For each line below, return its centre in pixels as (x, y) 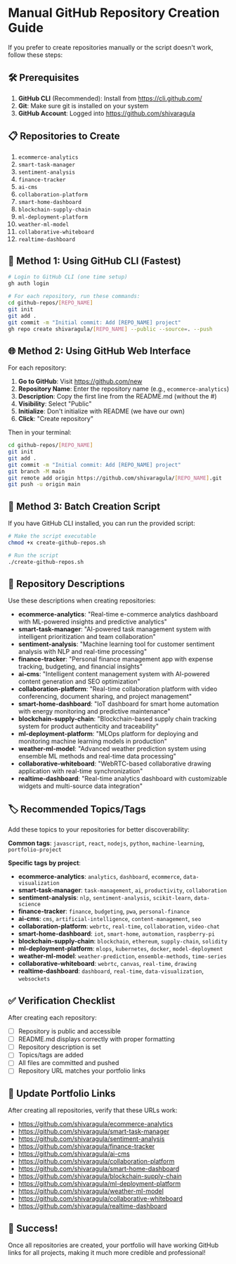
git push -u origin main (44, 484)
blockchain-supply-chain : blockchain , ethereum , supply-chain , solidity (123, 941)
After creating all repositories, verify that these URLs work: (93, 1110)
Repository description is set (59, 1047)
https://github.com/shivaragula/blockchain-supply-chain (100, 1176)
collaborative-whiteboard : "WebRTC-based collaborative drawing (114, 763)
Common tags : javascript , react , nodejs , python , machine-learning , (106, 843)
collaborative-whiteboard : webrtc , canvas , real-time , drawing (107, 964)
